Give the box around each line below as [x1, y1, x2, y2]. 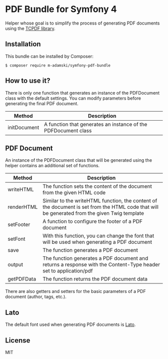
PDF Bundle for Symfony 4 [5, 4, 117, 15]
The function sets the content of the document [42, 183, 152, 190]
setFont [7, 235, 26, 242]
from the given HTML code [42, 189, 106, 196]
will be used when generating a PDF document [42, 239, 152, 246]
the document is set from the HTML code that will [42, 204, 159, 211]
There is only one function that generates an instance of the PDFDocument [5, 90, 160, 96]
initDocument [7, 124, 39, 131]
